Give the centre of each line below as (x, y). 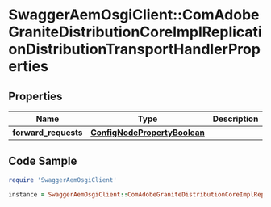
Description (236, 119)
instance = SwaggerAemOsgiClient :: (68, 194)
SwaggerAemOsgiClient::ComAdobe (134, 15)
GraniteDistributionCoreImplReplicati (135, 32)
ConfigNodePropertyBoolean (148, 133)
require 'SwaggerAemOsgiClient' (63, 180)
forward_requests (48, 133)
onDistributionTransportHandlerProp (134, 49)
